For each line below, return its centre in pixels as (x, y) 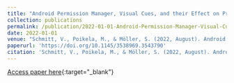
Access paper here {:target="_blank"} (61, 72)
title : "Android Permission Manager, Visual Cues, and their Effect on (113, 13)
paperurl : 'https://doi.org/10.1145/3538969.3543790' (87, 46)
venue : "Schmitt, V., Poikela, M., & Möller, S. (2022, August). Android (117, 39)
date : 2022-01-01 (32, 33)
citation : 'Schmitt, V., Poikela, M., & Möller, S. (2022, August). (109, 53)
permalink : (23, 26)
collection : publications (45, 20)
